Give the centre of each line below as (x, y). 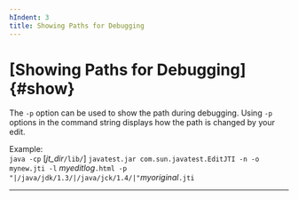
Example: (26, 149)
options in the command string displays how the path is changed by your (142, 123)
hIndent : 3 (29, 17)
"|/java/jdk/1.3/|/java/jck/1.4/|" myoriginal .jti (102, 178)
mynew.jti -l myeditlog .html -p (68, 168)
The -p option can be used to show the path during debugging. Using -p (141, 113)
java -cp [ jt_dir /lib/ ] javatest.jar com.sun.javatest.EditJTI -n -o (134, 159)
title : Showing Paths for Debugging (77, 26)
